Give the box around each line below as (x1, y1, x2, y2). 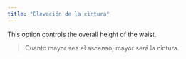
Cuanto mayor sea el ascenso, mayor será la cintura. (24, 43, 180, 52)
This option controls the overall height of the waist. (7, 30, 157, 38)
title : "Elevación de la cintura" (7, 10, 110, 18)
